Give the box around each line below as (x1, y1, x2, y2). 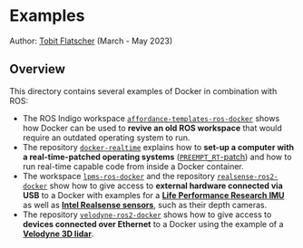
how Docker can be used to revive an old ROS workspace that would (22, 122, 283, 133)
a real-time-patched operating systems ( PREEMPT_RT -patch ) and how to (22, 151, 292, 162)
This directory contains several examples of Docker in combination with (9, 85, 278, 96)
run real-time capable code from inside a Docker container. (22, 160, 245, 172)
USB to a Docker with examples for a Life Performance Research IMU (22, 189, 285, 200)
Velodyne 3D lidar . (22, 228, 94, 239)
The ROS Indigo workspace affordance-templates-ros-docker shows (22, 112, 280, 123)
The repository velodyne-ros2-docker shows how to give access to (22, 209, 272, 220)
